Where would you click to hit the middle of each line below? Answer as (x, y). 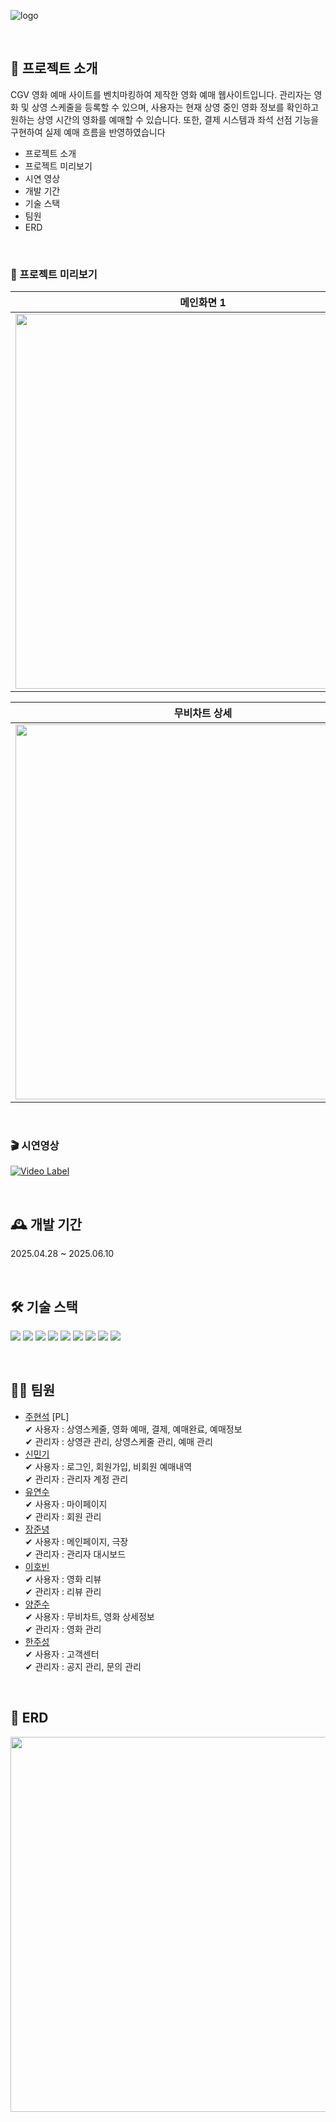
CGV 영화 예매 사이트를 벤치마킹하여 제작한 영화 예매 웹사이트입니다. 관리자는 (161, 94)
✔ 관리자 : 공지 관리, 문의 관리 (83, 1666)
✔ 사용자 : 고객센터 (62, 1654)
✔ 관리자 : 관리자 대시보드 (75, 1554)
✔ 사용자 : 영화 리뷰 (63, 1579)
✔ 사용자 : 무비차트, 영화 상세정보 (89, 1616)
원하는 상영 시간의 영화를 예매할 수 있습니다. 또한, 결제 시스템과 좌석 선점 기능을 (165, 119)
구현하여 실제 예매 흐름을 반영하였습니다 (88, 132)
